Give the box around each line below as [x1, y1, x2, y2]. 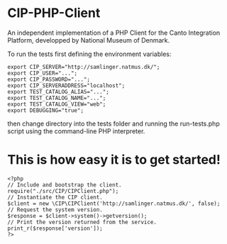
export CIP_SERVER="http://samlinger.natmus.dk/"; [7, 63, 160, 70]
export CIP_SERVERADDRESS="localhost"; [7, 82, 126, 89]
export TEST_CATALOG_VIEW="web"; [7, 101, 106, 108]
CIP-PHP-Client [7, 5, 101, 21]
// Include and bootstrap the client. [7, 181, 122, 189]
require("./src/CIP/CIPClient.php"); [7, 187, 119, 194]
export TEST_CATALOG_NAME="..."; [7, 94, 106, 101]
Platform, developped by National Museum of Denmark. [7, 35, 170, 44]
